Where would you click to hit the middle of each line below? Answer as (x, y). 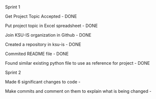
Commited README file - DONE (37, 54)
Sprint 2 (13, 72)
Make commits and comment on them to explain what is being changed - (78, 91)
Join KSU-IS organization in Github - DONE (48, 35)
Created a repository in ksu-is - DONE (43, 44)
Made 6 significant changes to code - (43, 82)
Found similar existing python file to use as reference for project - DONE (78, 63)
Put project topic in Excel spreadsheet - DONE (51, 26)
